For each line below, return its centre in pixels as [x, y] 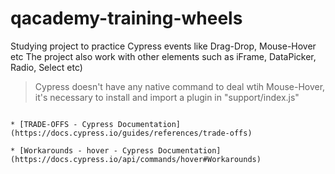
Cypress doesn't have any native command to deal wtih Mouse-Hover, [180, 86]
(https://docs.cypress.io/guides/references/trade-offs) [131, 133]
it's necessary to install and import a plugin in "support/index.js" [167, 97]
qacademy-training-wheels [126, 18]
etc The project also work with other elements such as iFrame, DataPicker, [163, 56]
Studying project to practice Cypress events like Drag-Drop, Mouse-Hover [163, 46]
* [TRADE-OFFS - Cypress [62, 124]
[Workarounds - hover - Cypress [87, 150]
